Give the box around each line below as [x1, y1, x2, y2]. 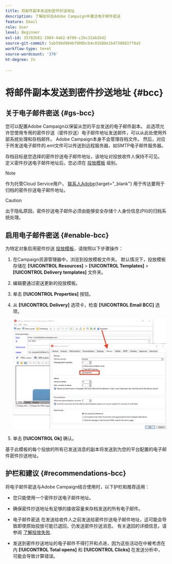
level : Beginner [5, 30, 40, 35]
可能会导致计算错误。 [12, 553, 58, 559]
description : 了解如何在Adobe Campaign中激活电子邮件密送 [5, 13, 121, 19]
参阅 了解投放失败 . [12, 529, 52, 535]
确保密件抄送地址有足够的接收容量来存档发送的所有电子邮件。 [12, 505, 143, 512]
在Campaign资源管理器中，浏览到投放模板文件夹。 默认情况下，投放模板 [12, 257, 166, 263]
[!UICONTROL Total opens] [18, 547, 77, 553]
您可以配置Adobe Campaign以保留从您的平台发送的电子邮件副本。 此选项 [5, 123, 160, 129]
